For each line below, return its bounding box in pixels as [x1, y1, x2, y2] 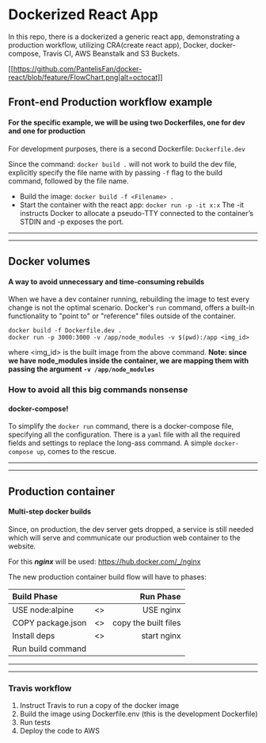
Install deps [12, 629, 55, 641]
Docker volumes [8, 254, 91, 268]
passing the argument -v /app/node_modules [8, 364, 155, 374]
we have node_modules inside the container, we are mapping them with [8, 356, 249, 366]
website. [8, 541, 36, 551]
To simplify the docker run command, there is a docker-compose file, [8, 422, 234, 431]
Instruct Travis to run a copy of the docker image [19, 701, 180, 710]
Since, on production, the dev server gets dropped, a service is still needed [8, 524, 254, 533]
